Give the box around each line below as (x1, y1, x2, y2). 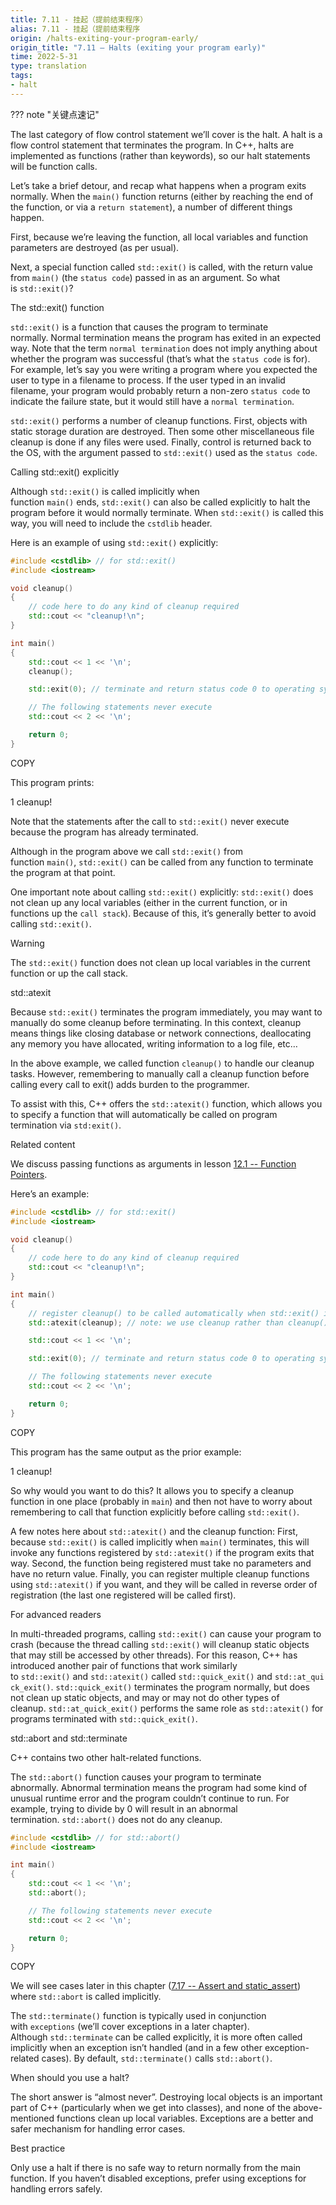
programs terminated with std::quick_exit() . (10, 1712, 198, 1725)
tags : (10, 71, 33, 81)
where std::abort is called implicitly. (10, 1991, 162, 2003)
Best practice (10, 2142, 66, 2155)
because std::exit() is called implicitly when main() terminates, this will (10, 1536, 310, 1548)
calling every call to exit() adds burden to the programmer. (10, 1078, 250, 1090)
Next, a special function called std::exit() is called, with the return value (10, 261, 313, 273)
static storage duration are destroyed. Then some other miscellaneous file (10, 425, 315, 437)
